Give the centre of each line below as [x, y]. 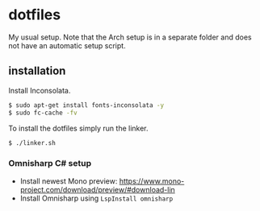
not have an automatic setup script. [67, 45]
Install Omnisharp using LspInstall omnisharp [96, 198]
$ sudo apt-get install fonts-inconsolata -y [86, 105]
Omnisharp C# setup [50, 163]
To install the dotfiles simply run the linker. [78, 128]
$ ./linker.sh [32, 143]
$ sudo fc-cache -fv [43, 113]
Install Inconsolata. [40, 90]
